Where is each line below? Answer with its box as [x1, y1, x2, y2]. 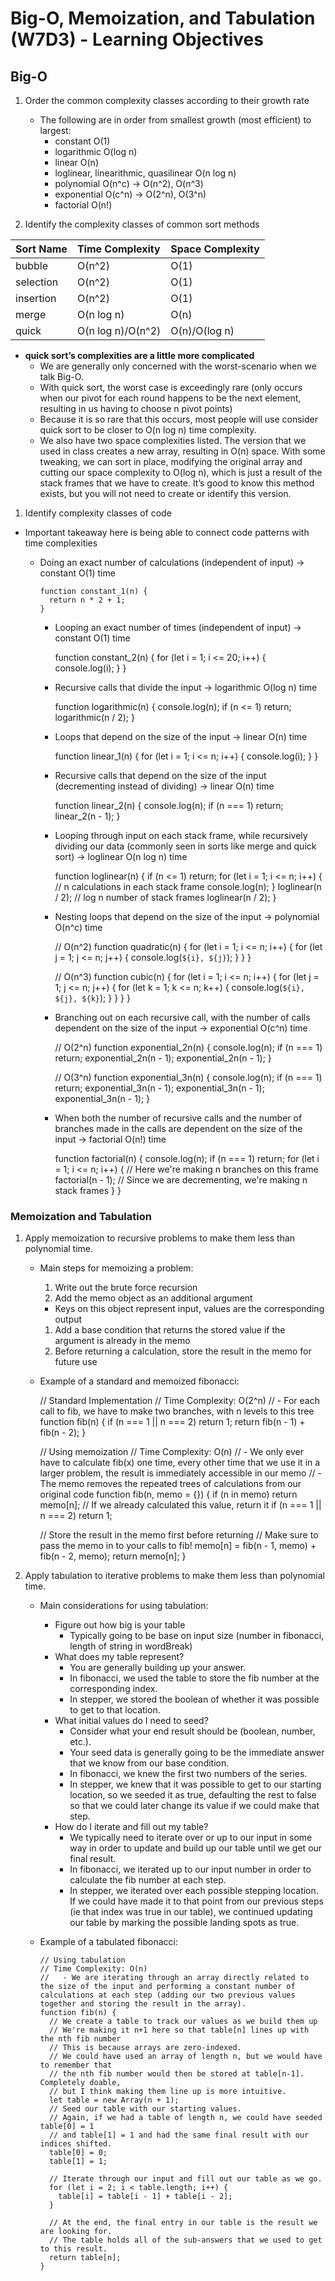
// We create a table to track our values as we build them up [48, 2017, 318, 2027]
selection [15, 275, 59, 289]
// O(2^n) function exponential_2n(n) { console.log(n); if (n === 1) [54, 1042, 323, 1053]
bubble [15, 259, 49, 272]
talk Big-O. [39, 371, 84, 382]
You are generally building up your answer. [69, 1662, 247, 1674]
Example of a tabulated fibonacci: [39, 1936, 178, 1948]
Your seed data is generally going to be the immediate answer [69, 1747, 325, 1759]
